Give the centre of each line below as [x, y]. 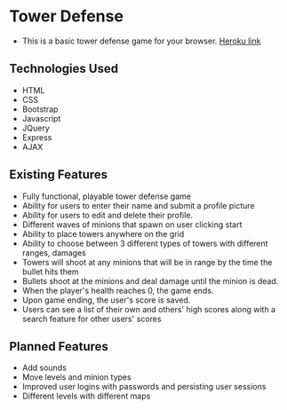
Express [37, 137]
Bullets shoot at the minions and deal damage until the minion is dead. [150, 280]
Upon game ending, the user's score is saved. [106, 300]
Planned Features [59, 347]
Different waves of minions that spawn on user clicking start [132, 225]
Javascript [41, 118]
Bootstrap [40, 109]
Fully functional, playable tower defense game [106, 196]
